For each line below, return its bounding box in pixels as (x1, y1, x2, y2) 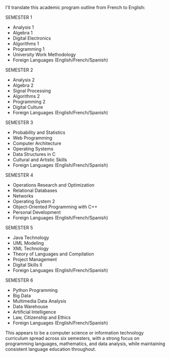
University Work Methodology (12, 51, 76, 57)
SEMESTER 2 (5, 67, 33, 73)
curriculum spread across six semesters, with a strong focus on (5, 335, 140, 341)
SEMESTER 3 (5, 120, 33, 125)
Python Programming (12, 287, 58, 293)
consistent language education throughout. (5, 346, 96, 352)
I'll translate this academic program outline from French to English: (5, 5, 145, 10)
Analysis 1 (12, 24, 34, 30)
